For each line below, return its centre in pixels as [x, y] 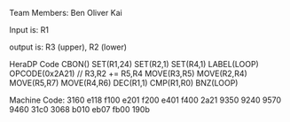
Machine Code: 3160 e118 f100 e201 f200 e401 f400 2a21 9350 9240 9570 [145, 100]
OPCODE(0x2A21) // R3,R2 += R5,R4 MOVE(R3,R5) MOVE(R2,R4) [129, 73]
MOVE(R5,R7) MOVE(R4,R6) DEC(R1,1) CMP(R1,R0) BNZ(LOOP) [124, 83]
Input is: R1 [29, 30]
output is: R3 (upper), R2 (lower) [68, 47]
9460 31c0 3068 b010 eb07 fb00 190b [80, 109]
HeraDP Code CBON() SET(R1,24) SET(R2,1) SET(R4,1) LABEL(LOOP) [134, 64]
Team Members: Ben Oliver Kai [66, 13]
